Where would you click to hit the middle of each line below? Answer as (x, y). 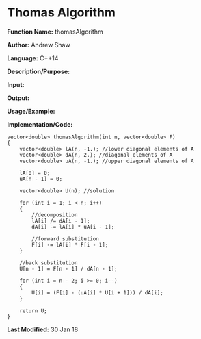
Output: (18, 98)
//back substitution (49, 263)
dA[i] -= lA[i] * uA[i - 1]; (73, 227)
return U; (33, 311)
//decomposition (55, 215)
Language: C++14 (33, 58)
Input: (16, 84)
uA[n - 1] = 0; (41, 179)
